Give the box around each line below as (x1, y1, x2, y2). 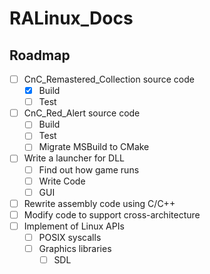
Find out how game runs (38, 163, 140, 176)
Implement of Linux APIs (23, 220, 125, 232)
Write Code (38, 175, 86, 187)
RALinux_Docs (9, 7, 134, 30)
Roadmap (9, 47, 71, 64)
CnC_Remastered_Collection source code (23, 73, 195, 85)
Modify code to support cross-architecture (23, 208, 201, 221)
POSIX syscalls (38, 231, 102, 243)
